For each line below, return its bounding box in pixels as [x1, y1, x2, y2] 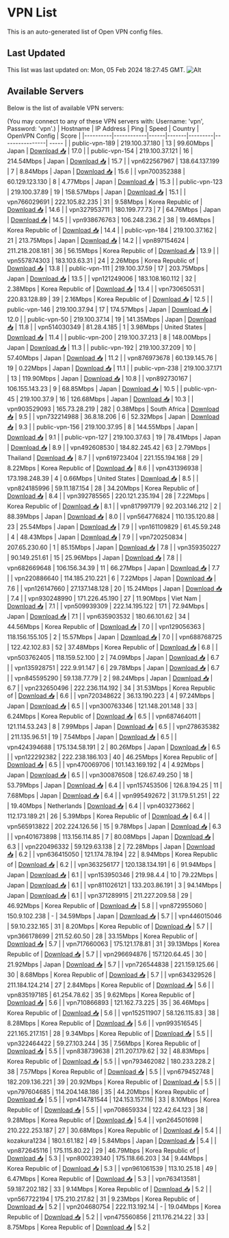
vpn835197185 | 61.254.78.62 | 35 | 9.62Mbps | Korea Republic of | [7, 990, 195, 999]
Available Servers [7, 86, 84, 97]
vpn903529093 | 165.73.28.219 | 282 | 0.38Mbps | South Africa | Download [7, 405, 220, 413]
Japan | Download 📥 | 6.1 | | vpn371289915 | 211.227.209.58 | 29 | [7, 891, 193, 899]
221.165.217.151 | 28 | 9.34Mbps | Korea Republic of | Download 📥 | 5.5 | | [7, 1029, 213, 1037]
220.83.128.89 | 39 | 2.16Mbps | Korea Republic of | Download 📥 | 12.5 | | [7, 295, 213, 303]
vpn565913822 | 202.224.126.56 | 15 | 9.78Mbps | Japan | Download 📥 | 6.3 [7, 822, 221, 831]
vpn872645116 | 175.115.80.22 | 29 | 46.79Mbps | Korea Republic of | [7, 1146, 200, 1154]
